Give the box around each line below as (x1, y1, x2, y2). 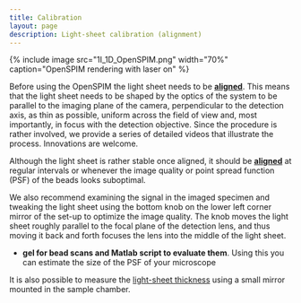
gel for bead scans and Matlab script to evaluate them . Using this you (21, 247, 285, 258)
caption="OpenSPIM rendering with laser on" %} (9, 64, 190, 74)
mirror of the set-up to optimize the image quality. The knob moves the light (9, 212, 288, 222)
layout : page (9, 22, 58, 30)
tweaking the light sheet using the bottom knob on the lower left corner (9, 202, 271, 212)
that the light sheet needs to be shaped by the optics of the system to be (9, 91, 278, 101)
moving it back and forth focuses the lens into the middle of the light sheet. (9, 230, 287, 241)
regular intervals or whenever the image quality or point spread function (9, 165, 275, 176)
